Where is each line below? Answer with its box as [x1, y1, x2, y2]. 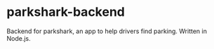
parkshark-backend [6, 4, 126, 20]
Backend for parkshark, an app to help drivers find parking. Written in [6, 27, 208, 35]
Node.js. [6, 34, 31, 42]
